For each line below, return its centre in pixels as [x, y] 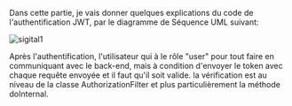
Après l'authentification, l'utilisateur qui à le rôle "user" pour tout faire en [142, 56]
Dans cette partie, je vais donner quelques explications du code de [131, 13]
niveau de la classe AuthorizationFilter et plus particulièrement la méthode [145, 84]
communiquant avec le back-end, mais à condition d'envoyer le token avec [146, 66]
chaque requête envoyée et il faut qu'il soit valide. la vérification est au [138, 75]
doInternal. [29, 94]
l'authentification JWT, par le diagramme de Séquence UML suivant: [134, 22]
